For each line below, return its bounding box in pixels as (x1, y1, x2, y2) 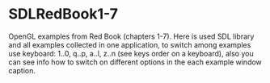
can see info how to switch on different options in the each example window (8, 57, 263, 67)
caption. (8, 65, 36, 75)
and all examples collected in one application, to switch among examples (8, 39, 251, 49)
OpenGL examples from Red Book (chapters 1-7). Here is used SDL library (8, 31, 255, 41)
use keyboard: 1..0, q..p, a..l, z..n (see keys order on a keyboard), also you (8, 48, 254, 58)
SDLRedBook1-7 (8, 5, 119, 23)
